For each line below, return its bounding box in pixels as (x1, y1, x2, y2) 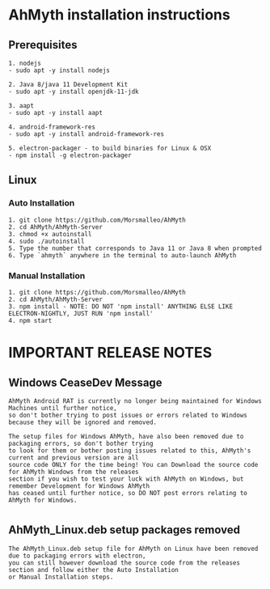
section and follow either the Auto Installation (8, 566, 179, 574)
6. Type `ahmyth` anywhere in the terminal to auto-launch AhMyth (8, 251, 237, 260)
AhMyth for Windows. (8, 496, 78, 504)
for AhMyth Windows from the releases (8, 468, 139, 476)
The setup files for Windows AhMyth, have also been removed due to (8, 432, 244, 440)
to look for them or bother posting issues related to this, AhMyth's (8, 447, 251, 455)
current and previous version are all (8, 453, 139, 462)
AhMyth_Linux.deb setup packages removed (8, 523, 241, 537)
